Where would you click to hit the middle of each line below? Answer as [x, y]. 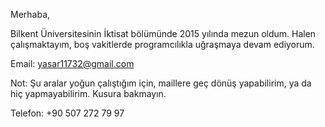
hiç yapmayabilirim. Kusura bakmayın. [88, 93]
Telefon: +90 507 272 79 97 [67, 113]
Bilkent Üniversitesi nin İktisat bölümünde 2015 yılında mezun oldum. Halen [163, 33]
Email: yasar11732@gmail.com [72, 63]
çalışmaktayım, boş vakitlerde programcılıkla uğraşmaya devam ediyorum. [162, 44]
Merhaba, [30, 14]
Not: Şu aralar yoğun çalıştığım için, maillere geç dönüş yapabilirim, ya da [161, 83]
